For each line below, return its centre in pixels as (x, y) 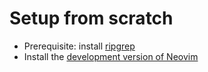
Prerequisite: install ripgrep (79, 46)
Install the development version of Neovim (111, 56)
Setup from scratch (91, 18)
